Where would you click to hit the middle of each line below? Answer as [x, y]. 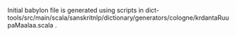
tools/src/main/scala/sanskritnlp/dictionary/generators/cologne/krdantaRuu [118, 18]
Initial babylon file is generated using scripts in [76, 10]
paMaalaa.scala [30, 25]
